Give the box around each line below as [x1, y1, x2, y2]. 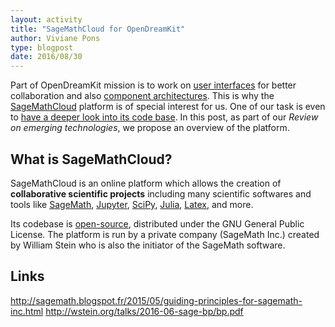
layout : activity [10, 14, 83, 25]
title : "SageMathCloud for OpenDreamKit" [10, 24, 186, 34]
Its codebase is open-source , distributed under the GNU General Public [10, 217, 305, 230]
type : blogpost [10, 42, 74, 53]
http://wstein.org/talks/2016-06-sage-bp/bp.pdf [45, 305, 244, 317]
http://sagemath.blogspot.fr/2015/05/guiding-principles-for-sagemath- [10, 294, 303, 306]
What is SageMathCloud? [10, 151, 173, 168]
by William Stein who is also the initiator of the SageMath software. [10, 239, 286, 251]
